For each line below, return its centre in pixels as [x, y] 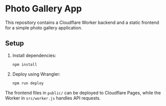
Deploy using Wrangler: [36, 74]
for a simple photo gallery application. [44, 27]
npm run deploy [28, 83]
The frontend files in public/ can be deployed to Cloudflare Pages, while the [83, 93]
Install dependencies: [34, 55]
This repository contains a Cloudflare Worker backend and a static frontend [82, 22]
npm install [25, 64]
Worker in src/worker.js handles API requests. [53, 98]
